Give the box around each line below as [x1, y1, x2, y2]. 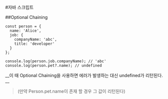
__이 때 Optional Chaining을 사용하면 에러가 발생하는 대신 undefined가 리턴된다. [5, 73, 163, 78]
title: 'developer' [14, 41, 55, 46]
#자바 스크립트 [5, 4, 34, 10]
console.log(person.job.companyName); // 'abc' [5, 59, 107, 64]
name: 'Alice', [10, 28, 42, 33]
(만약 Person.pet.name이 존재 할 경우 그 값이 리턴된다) [17, 89, 126, 94]
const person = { [5, 24, 42, 29]
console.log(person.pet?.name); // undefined [5, 63, 102, 68]
